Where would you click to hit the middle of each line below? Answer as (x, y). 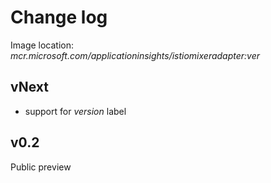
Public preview (41, 167)
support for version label (75, 111)
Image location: (42, 45)
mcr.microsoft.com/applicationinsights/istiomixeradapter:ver (135, 55)
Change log (59, 17)
